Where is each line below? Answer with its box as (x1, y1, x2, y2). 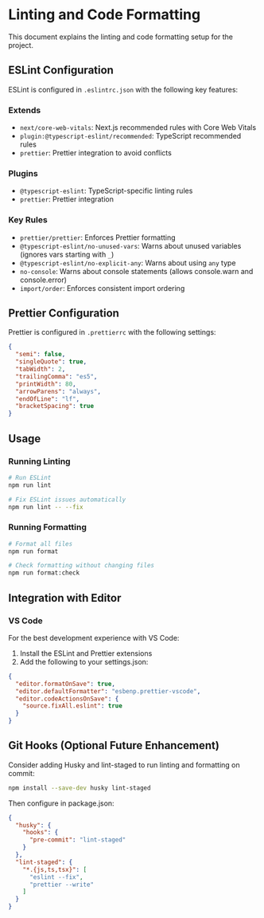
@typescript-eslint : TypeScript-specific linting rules (19, 186, 193, 196)
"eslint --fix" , (29, 873, 83, 881)
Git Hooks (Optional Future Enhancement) (8, 739, 220, 752)
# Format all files (8, 539, 73, 547)
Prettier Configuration (8, 307, 119, 320)
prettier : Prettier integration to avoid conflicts (19, 148, 173, 158)
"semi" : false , (15, 351, 66, 359)
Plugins (8, 167, 38, 178)
